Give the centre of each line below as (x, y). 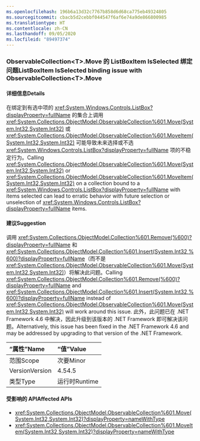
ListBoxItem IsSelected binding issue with (80, 70)
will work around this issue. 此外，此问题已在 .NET (127, 312)
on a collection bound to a (108, 183)
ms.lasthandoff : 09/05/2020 (41, 34)
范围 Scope (24, 360)
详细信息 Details (26, 93)
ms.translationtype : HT (36, 23)
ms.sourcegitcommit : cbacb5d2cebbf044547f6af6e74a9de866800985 (87, 17)
